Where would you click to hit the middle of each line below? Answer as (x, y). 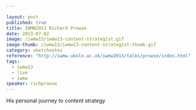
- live (20, 72)
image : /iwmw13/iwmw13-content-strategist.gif (65, 39)
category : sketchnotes (34, 51)
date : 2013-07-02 (28, 33)
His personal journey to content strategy (56, 101)
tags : (13, 61)
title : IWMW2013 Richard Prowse (46, 28)
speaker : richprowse (32, 84)
